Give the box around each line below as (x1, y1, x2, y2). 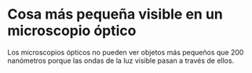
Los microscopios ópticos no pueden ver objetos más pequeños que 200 (7, 47, 244, 57)
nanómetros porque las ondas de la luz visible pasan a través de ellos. (7, 56, 235, 65)
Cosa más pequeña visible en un (7, 5, 223, 23)
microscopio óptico (7, 22, 137, 40)
